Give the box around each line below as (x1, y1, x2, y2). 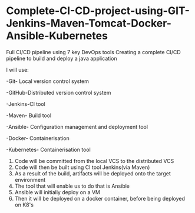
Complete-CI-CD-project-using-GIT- (6, 4, 190, 18)
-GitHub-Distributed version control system (6, 89, 111, 96)
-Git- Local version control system (6, 78, 90, 85)
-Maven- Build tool (6, 112, 52, 119)
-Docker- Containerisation (6, 134, 70, 142)
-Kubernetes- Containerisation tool (6, 146, 91, 153)
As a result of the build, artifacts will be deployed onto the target (14, 169, 171, 177)
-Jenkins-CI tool (6, 100, 45, 107)
